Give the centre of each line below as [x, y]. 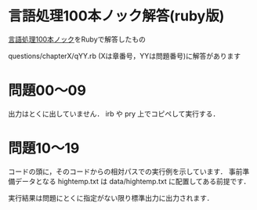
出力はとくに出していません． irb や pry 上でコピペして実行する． [114, 114]
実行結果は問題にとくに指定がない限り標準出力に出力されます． [111, 197]
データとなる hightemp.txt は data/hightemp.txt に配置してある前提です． [132, 181]
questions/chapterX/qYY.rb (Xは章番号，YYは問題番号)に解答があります [125, 56]
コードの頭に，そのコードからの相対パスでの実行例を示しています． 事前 [125, 171]
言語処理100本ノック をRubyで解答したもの [77, 39]
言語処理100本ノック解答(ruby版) [116, 16]
